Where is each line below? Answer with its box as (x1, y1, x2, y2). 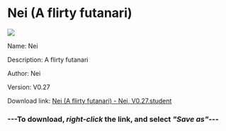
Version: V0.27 (7, 83, 51, 91)
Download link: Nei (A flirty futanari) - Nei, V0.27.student (7, 96, 172, 105)
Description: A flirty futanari (7, 55, 89, 64)
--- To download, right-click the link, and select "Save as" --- (7, 114, 220, 124)
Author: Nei (7, 69, 41, 77)
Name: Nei (7, 41, 38, 50)
